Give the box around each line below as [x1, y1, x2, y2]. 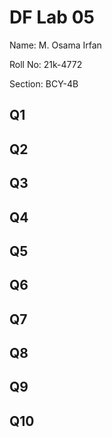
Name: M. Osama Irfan [9, 39, 102, 51]
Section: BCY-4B [9, 77, 79, 90]
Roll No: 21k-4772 [9, 58, 83, 70]
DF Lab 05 [9, 6, 95, 29]
